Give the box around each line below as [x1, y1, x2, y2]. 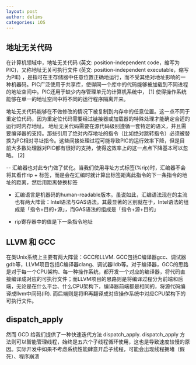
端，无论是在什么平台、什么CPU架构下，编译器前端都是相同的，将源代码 [6, 283, 181, 290]
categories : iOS [6, 19, 45, 25]
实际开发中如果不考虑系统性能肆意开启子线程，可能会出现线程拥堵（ [16, 345, 180, 352]
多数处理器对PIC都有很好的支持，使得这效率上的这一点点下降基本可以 [16, 144, 183, 152]
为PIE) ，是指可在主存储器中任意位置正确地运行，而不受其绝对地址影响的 [6, 74, 181, 81]
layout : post [6, 8, 38, 15]
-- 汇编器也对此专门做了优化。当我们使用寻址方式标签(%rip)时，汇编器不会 [6, 164, 186, 171]
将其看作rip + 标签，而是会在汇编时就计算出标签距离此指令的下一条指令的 [6, 172, 183, 179]
